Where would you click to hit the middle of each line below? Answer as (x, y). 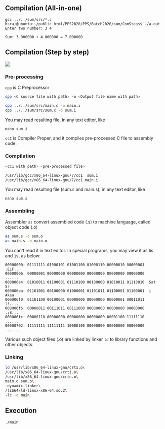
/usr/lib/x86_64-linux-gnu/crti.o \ (42, 372)
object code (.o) (21, 227)
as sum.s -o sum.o (24, 236)
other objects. (19, 344)
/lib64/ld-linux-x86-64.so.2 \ (36, 391)
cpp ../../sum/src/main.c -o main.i (43, 106)
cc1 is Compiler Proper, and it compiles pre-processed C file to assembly (79, 138)
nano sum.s (16, 199)
